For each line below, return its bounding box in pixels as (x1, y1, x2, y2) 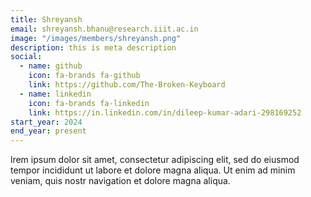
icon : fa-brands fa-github (28, 71, 141, 81)
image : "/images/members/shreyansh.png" (10, 33, 182, 43)
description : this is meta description (10, 42, 177, 53)
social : (10, 52, 43, 62)
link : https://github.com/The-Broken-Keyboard (28, 80, 226, 90)
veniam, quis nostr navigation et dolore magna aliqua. (10, 175, 231, 187)
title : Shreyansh (10, 14, 83, 25)
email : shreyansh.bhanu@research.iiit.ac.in (10, 24, 199, 34)
